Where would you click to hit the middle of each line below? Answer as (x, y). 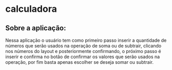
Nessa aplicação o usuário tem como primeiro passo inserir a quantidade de (86, 40)
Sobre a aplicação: (36, 28)
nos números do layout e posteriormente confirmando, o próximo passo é (83, 51)
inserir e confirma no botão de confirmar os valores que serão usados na (83, 57)
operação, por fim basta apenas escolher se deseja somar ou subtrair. (80, 62)
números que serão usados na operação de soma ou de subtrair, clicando (83, 46)
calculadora (31, 9)
